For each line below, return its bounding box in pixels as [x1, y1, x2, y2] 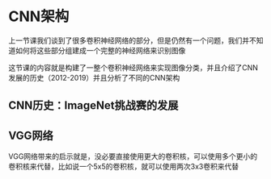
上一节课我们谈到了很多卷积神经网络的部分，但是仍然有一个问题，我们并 [8, 35, 249, 45]
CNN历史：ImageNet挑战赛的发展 [8, 98, 179, 113]
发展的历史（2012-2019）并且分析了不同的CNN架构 [8, 73, 180, 82]
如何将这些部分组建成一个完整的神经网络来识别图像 [15, 45, 186, 55]
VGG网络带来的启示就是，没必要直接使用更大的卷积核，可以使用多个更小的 [8, 152, 258, 161]
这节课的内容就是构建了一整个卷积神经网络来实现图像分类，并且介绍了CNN [8, 62, 259, 73]
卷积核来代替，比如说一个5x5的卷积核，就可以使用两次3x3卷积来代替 [8, 162, 239, 172]
